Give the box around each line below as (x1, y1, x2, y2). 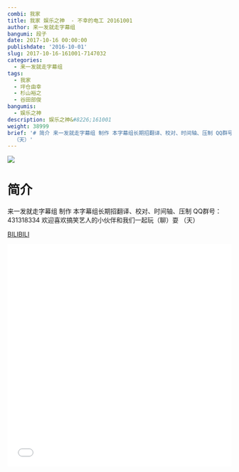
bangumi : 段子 (7, 30, 48, 38)
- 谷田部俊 (14, 97, 42, 104)
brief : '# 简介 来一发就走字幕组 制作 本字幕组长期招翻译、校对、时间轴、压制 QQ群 (7, 129, 228, 136)
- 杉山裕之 (14, 90, 42, 97)
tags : (7, 70, 23, 77)
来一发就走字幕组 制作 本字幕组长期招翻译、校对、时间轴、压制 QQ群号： (7, 207, 222, 215)
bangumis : (7, 103, 37, 110)
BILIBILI (7, 230, 30, 239)
